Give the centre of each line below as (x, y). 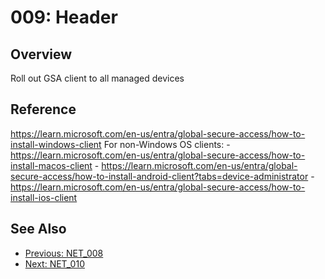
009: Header (64, 17)
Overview (41, 54)
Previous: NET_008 (64, 253)
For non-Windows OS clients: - (167, 144)
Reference (43, 109)
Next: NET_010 (54, 263)
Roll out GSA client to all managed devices (97, 78)
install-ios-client (44, 197)
